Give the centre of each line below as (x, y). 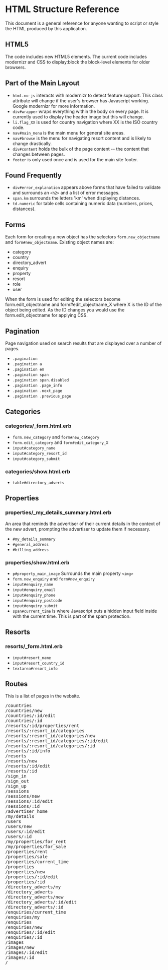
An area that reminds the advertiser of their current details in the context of (83, 524)
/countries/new (24, 711)
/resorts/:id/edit (28, 766)
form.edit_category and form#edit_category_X (60, 442)
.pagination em (28, 369)
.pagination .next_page (37, 391)
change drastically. (32, 143)
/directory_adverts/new (34, 897)
